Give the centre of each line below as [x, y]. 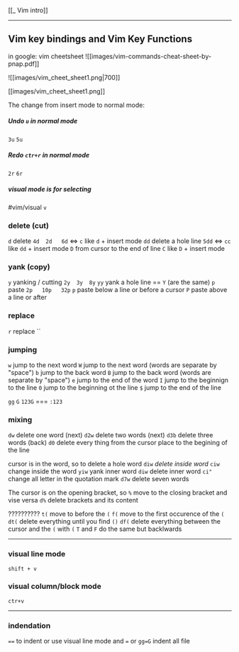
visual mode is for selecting [50, 189]
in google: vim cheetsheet [46, 56]
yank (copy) [29, 266]
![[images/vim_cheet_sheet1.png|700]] [64, 77]
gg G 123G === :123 [35, 401]
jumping [23, 349]
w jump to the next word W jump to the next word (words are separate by [112, 365]
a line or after [27, 298]
